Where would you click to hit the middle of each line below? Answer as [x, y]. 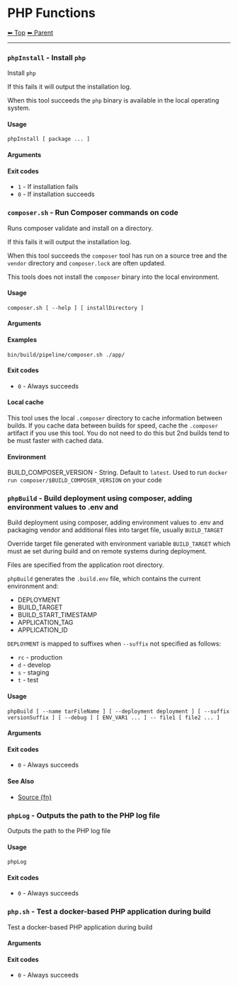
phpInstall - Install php [47, 57]
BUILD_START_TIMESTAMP [57, 615]
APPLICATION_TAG [45, 623]
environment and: [33, 586]
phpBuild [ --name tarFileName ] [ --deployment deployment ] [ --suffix [119, 711]
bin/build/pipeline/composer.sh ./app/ [66, 355]
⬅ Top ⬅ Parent [30, 33]
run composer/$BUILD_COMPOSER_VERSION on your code [85, 480]
